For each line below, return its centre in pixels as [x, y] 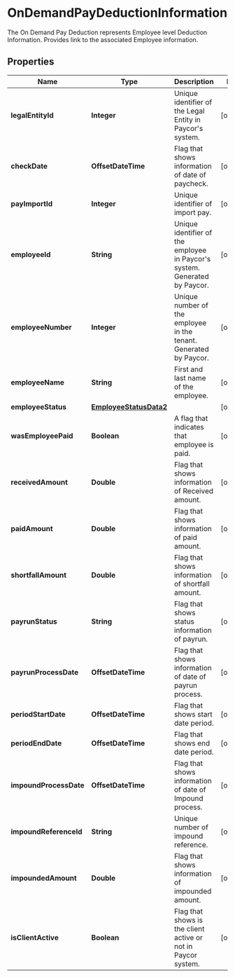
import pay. [193, 212]
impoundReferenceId [47, 832]
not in [183, 946]
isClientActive [35, 937]
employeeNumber [41, 327]
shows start [193, 714]
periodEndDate [36, 743]
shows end [192, 743]
